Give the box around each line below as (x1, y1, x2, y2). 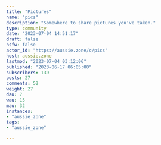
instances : (6, 108, 33, 114)
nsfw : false (6, 42, 36, 48)
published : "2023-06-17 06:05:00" (6, 64, 92, 70)
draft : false (6, 36, 39, 42)
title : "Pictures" (6, 8, 52, 15)
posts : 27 (6, 75, 31, 81)
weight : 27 (6, 86, 33, 92)
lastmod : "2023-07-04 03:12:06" (6, 58, 86, 64)
